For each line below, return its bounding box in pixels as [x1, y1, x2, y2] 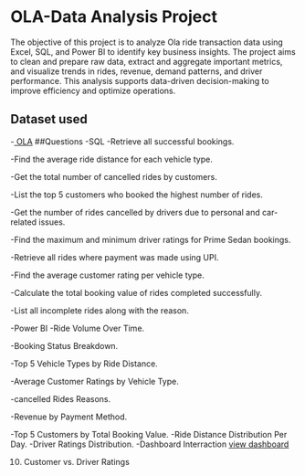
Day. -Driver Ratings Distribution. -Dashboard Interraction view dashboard [10, 439, 289, 450]
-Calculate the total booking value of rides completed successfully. [10, 287, 263, 298]
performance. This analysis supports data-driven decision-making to [10, 75, 269, 86]
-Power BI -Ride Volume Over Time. [10, 323, 145, 333]
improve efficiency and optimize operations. [10, 85, 176, 96]
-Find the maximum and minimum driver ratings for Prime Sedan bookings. [10, 234, 291, 245]
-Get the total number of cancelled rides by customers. [10, 171, 217, 182]
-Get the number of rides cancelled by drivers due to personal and [10, 206, 261, 217]
